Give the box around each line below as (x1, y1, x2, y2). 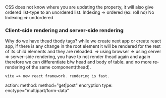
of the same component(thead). (26, 64, 91, 70)
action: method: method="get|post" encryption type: (5, 82, 113, 88)
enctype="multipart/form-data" (5, 88, 69, 94)
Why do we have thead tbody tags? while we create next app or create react (5, 38, 161, 44)
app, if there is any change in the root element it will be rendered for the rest (5, 43, 161, 49)
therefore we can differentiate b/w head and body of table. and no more (5, 59, 152, 65)
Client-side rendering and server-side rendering (5, 27, 124, 33)
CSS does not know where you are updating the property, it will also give (5, 4, 154, 10)
